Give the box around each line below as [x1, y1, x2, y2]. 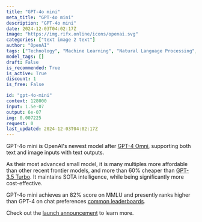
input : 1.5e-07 [6, 103, 44, 109]
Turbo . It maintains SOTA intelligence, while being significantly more [15, 173, 185, 180]
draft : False [6, 59, 39, 65]
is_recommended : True [6, 64, 61, 71]
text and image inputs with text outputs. [6, 149, 105, 156]
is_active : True [6, 70, 47, 76]
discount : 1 [6, 76, 36, 82]
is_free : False [6, 82, 44, 88]
